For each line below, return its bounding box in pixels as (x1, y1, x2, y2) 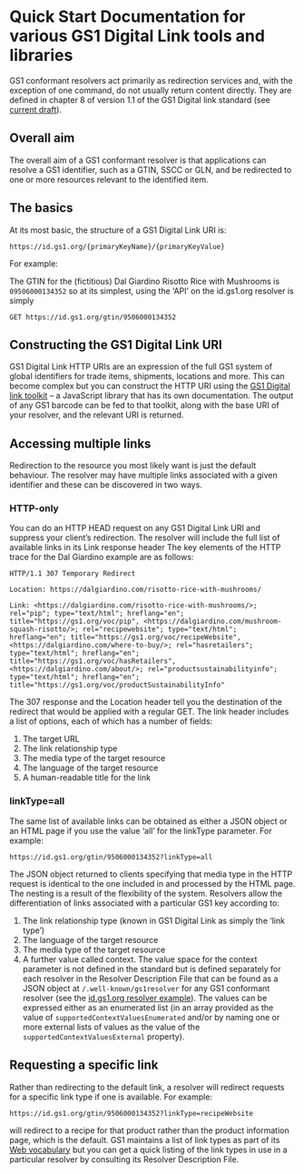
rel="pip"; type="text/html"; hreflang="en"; (9, 609, 184, 618)
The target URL (22, 734, 80, 745)
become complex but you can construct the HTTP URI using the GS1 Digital (9, 380, 290, 392)
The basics (9, 200, 74, 216)
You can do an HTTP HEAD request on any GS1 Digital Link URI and (9, 523, 260, 534)
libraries (9, 45, 74, 65)
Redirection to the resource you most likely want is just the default (9, 460, 257, 471)
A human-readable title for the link (22, 772, 152, 783)
